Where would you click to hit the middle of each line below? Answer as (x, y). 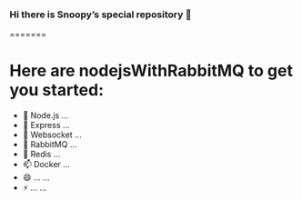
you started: (57, 90)
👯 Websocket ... (52, 135)
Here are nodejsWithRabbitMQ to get (151, 71)
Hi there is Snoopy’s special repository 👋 (101, 15)
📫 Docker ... (46, 165)
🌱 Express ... (46, 125)
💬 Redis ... (41, 155)
